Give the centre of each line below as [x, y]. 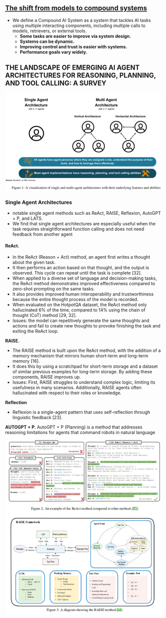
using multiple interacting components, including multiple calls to [79, 25]
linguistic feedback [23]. [37, 417]
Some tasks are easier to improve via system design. [75, 36]
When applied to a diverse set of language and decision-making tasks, [84, 278]
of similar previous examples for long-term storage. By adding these [82, 371]
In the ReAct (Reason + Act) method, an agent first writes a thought [81, 257]
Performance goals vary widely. [54, 52]
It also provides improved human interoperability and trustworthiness [83, 294]
